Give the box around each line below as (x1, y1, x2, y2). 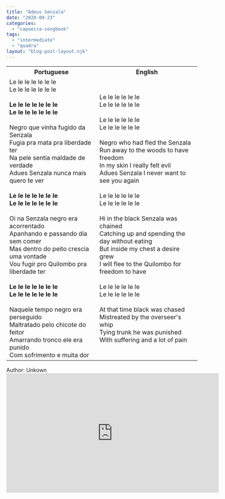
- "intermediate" (12, 37, 56, 43)
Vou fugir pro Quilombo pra (9, 259, 87, 268)
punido (9, 343, 29, 351)
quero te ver (9, 176, 44, 185)
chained (99, 222, 123, 230)
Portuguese (34, 67, 69, 76)
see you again (99, 176, 139, 185)
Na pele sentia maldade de (9, 153, 86, 161)
